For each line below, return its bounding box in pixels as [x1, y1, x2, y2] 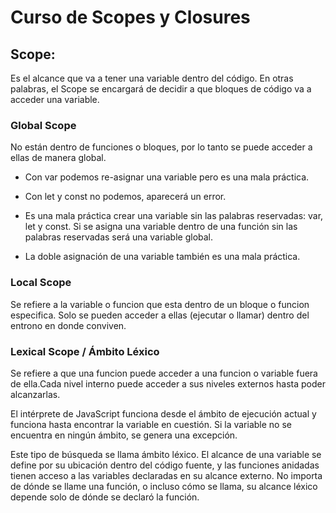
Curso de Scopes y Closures [10, 6, 251, 29]
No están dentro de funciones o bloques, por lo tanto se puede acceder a [10, 141, 313, 153]
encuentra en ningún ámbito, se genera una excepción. [10, 429, 238, 441]
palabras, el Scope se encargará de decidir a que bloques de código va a [10, 83, 312, 95]
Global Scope [10, 118, 77, 132]
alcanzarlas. [10, 388, 61, 400]
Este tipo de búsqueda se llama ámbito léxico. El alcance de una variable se [10, 448, 322, 460]
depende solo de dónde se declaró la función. [10, 491, 200, 503]
